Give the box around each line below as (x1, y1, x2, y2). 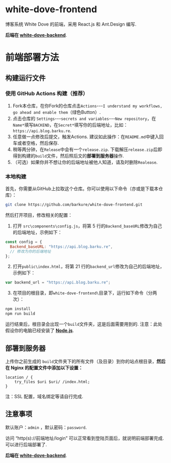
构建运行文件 (5, 73, 46, 82)
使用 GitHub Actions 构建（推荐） (5, 90, 88, 97)
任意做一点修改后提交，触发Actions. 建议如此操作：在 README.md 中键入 (12, 134, 159, 140)
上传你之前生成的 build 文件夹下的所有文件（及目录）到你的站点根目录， (5, 358, 157, 364)
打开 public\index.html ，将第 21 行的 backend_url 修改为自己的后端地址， (12, 264, 165, 270)
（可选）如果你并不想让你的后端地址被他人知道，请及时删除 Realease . (12, 159, 158, 165)
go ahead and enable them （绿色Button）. (12, 109, 101, 115)
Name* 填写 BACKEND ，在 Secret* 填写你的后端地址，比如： (12, 121, 128, 128)
